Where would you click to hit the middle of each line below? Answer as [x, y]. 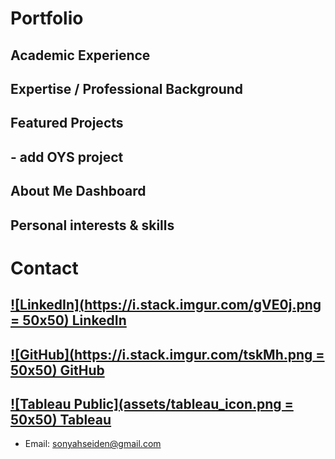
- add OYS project [67, 157]
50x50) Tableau [61, 419]
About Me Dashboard [78, 191]
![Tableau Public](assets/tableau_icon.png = [152, 403]
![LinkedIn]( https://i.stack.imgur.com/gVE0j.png [166, 305]
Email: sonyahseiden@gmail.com [93, 444]
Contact [44, 268]
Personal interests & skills [92, 225]
